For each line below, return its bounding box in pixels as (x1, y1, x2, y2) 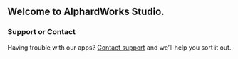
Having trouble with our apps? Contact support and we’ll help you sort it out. (7, 43, 232, 52)
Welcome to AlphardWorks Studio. (7, 6, 165, 18)
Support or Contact (7, 27, 76, 37)
